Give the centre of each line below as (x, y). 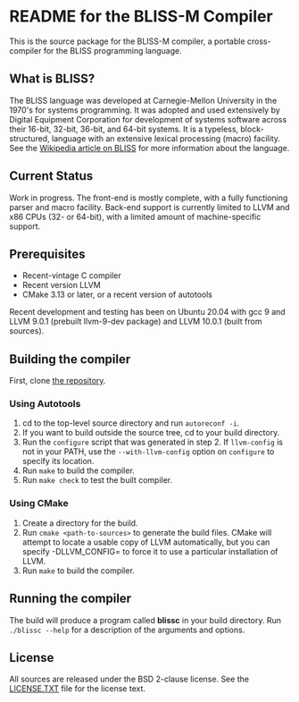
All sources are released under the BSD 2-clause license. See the (129, 679)
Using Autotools (45, 404)
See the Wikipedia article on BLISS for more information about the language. (149, 148)
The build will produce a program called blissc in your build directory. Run (145, 620)
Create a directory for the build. (80, 523)
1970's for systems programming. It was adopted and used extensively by (145, 110)
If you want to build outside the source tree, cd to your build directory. (151, 433)
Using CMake (39, 503)
